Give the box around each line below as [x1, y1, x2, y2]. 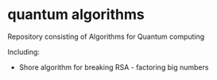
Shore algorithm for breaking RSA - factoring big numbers [18, 62, 209, 72]
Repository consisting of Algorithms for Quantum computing [7, 32, 205, 41]
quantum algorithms [7, 6, 145, 24]
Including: [7, 47, 41, 56]
